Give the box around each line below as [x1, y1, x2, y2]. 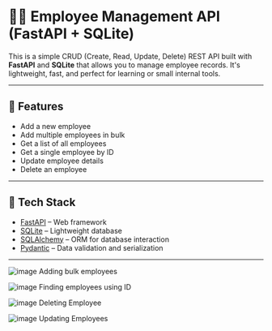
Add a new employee [19, 121, 91, 131]
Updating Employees [39, 313, 108, 323]
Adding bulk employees [39, 266, 117, 276]
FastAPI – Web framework [19, 217, 107, 226]
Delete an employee [19, 164, 87, 174]
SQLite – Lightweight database [19, 226, 123, 235]
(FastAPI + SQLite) [8, 24, 135, 43]
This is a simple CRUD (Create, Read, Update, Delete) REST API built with [8, 51, 253, 61]
